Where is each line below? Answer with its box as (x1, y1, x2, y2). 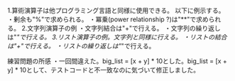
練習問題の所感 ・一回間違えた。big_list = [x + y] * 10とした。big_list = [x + (7, 57, 227, 65)
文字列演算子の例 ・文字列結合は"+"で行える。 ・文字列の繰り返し (27, 24, 222, 32)
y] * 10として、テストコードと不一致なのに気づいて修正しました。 (7, 66, 200, 74)
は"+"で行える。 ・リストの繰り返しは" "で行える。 (7, 42, 155, 50)
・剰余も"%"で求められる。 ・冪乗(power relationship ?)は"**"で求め (7, 15, 209, 23)
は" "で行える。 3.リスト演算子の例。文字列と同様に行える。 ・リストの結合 (7, 33, 227, 41)
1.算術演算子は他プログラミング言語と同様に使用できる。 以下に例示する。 (7, 6, 225, 14)
